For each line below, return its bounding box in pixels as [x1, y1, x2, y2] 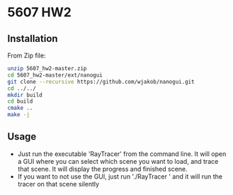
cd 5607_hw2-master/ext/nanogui [7, 72, 103, 79]
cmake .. [7, 104, 33, 112]
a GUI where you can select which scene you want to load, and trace [17, 157, 219, 165]
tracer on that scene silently [17, 179, 100, 188]
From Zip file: [7, 51, 46, 60]
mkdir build [7, 91, 42, 99]
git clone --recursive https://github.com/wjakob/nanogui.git [7, 78, 195, 85]
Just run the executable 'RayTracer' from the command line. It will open [17, 150, 227, 158]
